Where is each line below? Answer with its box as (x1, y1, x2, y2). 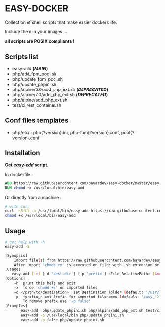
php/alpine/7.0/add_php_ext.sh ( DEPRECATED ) (12, 91, 108, 97)
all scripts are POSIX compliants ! (5, 38, 75, 44)
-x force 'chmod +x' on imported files (14, 285, 98, 290)
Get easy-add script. (5, 162, 49, 168)
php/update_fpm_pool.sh (12, 76, 63, 82)
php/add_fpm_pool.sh (12, 71, 56, 77)
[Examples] (5, 303, 27, 308)
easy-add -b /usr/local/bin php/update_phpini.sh (20, 313, 124, 318)
